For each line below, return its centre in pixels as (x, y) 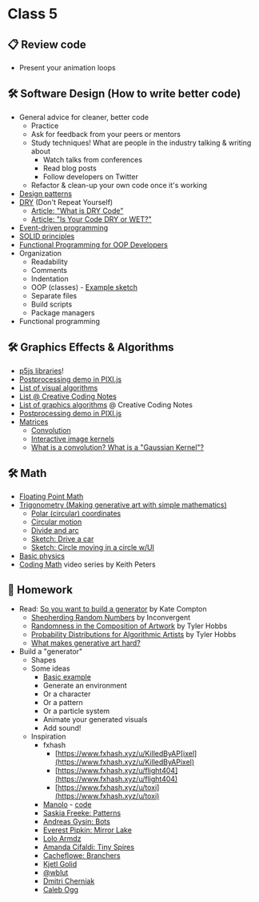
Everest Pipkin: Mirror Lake (88, 830)
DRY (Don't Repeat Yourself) (66, 202)
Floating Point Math (51, 496)
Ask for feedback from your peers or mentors (106, 134)
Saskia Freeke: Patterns (82, 813)
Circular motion (56, 522)
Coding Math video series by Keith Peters (88, 564)
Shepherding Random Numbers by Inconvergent (111, 618)
